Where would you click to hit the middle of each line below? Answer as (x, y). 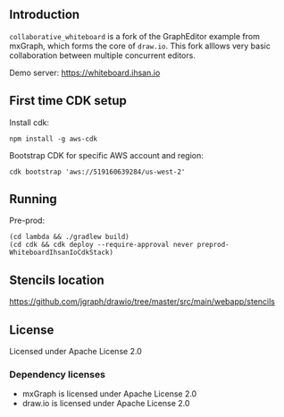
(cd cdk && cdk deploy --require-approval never (101, 245)
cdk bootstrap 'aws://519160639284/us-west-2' (97, 172)
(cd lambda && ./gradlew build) (69, 237)
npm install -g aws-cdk (54, 139)
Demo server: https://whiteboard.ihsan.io (85, 72)
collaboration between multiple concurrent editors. (103, 55)
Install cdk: (29, 122)
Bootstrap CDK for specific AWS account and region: (106, 155)
